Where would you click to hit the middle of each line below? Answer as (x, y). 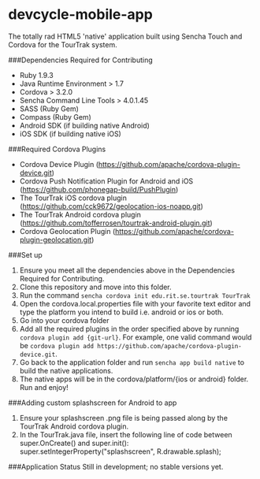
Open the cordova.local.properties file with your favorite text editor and (135, 303)
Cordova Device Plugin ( (59, 164)
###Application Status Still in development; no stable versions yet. (116, 466)
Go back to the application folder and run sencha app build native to (132, 362)
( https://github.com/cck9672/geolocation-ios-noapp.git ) (111, 206)
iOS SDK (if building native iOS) (71, 134)
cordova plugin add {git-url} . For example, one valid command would (136, 337)
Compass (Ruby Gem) (56, 117)
